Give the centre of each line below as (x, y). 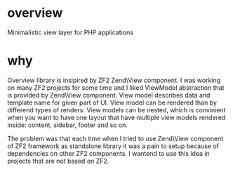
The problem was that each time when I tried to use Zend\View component (115, 138)
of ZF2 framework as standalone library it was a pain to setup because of (113, 146)
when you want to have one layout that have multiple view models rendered (116, 117)
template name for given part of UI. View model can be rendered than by (112, 102)
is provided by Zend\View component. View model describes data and (109, 95)
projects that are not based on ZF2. (58, 161)
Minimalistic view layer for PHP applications (70, 32)
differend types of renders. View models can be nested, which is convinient (116, 110)
